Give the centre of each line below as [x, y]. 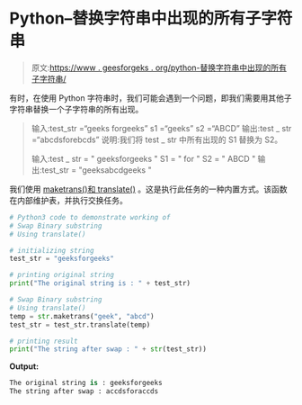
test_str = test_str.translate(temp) [80, 325]
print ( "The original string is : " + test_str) [100, 283]
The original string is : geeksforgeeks [86, 383]
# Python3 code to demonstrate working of [90, 217]
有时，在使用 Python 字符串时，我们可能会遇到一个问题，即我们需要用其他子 [151, 98]
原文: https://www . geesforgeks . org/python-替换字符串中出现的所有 [159, 67]
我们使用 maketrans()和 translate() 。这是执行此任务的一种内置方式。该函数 [148, 189]
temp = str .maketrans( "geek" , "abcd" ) [82, 316]
